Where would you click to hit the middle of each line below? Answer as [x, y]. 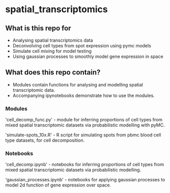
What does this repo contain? [53, 72]
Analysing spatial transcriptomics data [53, 40]
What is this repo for [38, 28]
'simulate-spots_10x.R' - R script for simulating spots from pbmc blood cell [83, 135]
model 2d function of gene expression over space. [58, 185]
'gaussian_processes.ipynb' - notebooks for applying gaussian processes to [85, 180]
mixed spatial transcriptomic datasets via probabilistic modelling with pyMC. [85, 125]
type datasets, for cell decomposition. [45, 140]
